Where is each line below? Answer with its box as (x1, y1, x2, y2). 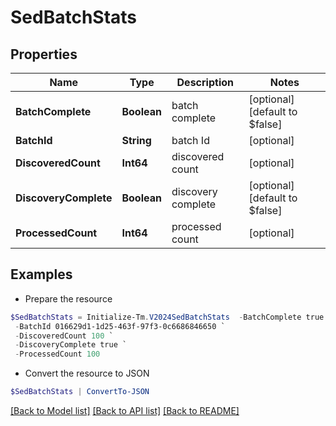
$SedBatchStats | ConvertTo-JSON (10, 387, 150, 397)
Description (176, 76, 234, 89)
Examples (10, 266, 73, 283)
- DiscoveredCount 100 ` (14, 331, 114, 341)
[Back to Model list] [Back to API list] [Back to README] (10, 405, 240, 417)
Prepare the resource (24, 292, 113, 305)
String (121, 134, 152, 147)
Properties (10, 46, 78, 63)
